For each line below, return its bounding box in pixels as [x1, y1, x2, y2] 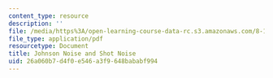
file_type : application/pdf [8, 34, 104, 43]
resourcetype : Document [8, 42, 89, 50]
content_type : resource [8, 11, 89, 20]
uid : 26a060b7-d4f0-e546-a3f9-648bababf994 [8, 58, 158, 66]
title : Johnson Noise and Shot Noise [8, 50, 136, 58]
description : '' [8, 19, 63, 28]
